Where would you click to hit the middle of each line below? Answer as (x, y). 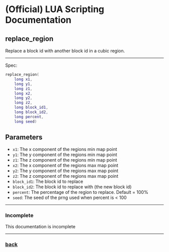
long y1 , (23, 84)
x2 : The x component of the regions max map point (65, 166)
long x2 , (23, 93)
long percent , (29, 117)
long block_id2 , (31, 112)
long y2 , (23, 98)
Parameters (24, 137)
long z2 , (23, 103)
